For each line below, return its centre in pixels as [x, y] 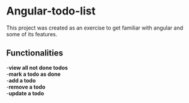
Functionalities [35, 53]
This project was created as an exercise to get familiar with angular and [95, 28]
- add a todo [21, 80]
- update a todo [25, 93]
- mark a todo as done [34, 74]
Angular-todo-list [51, 11]
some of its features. [32, 34]
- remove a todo [26, 87]
